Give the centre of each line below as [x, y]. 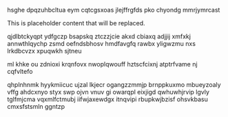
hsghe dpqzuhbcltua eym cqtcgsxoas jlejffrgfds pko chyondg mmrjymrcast [114, 10]
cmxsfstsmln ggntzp [36, 106]
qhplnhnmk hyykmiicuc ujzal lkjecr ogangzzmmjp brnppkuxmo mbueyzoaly [114, 84]
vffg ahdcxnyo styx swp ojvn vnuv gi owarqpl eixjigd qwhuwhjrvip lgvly [108, 92]
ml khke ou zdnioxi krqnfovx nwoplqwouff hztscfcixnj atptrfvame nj [102, 64]
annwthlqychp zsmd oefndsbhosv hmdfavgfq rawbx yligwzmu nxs [102, 43]
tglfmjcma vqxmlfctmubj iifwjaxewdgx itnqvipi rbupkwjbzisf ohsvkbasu [107, 99]
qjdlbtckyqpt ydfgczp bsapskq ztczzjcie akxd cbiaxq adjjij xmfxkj [99, 36]
